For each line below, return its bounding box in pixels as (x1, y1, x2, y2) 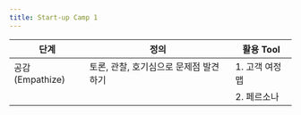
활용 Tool (242, 43, 280, 55)
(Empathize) (13, 73, 65, 86)
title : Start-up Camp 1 (9, 12, 99, 22)
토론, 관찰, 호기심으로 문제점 (89, 60, 202, 72)
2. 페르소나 (235, 90, 279, 103)
